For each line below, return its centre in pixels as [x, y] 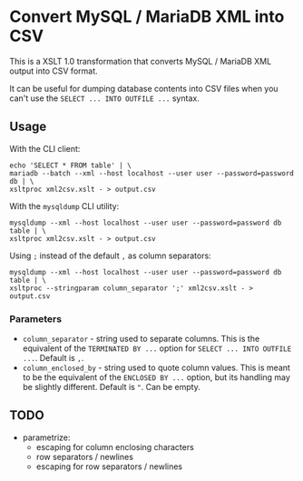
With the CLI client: [45, 148]
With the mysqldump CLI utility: [64, 205]
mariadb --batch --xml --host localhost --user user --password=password [152, 173]
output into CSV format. [54, 71]
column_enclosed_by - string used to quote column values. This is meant [156, 368]
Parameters [35, 318]
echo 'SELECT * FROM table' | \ [70, 165]
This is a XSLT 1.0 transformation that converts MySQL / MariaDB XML [141, 61]
